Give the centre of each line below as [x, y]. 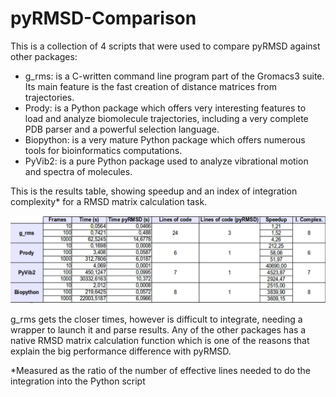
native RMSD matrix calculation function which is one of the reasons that [160, 340]
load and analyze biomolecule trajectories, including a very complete [166, 118]
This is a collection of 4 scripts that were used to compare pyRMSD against [165, 46]
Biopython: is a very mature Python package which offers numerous [165, 139]
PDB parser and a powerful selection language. [122, 129]
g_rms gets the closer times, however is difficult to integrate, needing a [156, 319]
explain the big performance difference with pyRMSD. [121, 351]
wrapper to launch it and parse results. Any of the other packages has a [158, 329]
